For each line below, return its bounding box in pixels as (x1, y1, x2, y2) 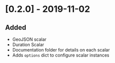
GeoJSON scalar (12, 36, 47, 42)
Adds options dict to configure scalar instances (12, 52, 110, 58)
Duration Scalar (12, 42, 45, 48)
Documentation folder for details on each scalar (12, 47, 110, 53)
